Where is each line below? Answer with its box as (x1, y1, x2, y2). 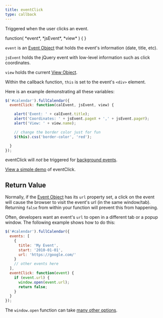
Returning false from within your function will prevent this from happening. (5, 204, 159, 211)
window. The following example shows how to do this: (5, 219, 115, 226)
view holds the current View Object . (5, 69, 78, 75)
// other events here (14, 261, 58, 266)
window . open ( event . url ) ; (18, 280, 70, 285)
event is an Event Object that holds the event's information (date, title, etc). (5, 45, 158, 51)
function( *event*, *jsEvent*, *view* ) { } (5, 35, 87, 41)
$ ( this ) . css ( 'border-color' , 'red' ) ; (14, 134, 92, 139)
